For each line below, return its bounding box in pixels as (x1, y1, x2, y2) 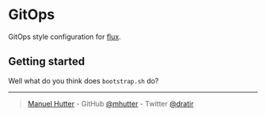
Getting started (8, 55, 85, 68)
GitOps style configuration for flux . (8, 32, 121, 41)
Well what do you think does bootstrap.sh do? (8, 75, 159, 85)
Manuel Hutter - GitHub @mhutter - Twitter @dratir (27, 99, 194, 108)
